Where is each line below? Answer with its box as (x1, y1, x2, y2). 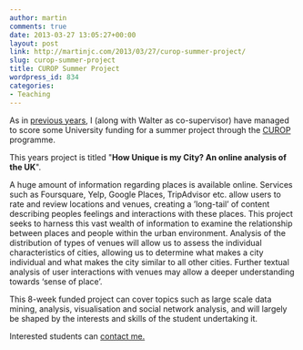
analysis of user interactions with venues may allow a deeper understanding (9, 266, 295, 277)
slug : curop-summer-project (9, 56, 116, 65)
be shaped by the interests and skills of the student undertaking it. (9, 313, 258, 324)
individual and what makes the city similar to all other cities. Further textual (9, 256, 289, 267)
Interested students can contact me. (9, 330, 146, 342)
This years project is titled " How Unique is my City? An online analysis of (9, 151, 287, 162)
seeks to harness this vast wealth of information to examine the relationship (9, 218, 293, 229)
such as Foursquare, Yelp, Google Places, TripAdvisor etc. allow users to (9, 189, 282, 200)
